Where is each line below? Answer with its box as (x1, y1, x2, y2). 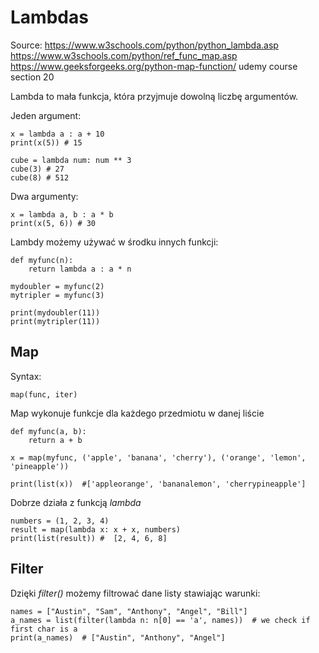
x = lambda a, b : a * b (10, 209, 114, 220)
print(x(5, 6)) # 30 (10, 218, 97, 228)
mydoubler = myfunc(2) (10, 281, 105, 291)
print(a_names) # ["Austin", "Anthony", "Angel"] (10, 632, 226, 643)
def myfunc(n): (10, 255, 74, 265)
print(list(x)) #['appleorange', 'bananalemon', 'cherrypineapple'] (10, 479, 307, 489)
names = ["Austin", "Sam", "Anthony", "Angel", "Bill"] (10, 606, 248, 616)
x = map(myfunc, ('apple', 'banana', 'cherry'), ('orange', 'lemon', (10, 452, 307, 463)
